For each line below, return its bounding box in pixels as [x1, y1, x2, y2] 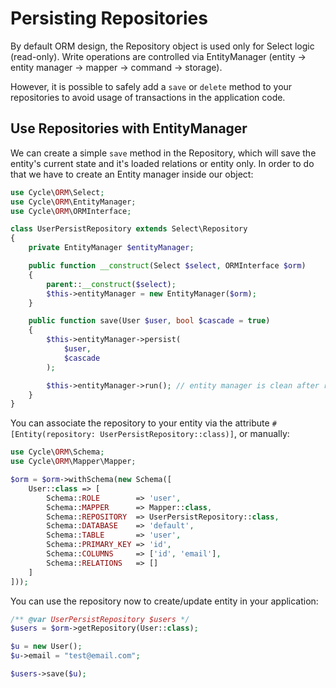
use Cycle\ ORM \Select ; [10, 187, 105, 197]
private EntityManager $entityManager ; [28, 243, 195, 253]
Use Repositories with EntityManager [10, 120, 248, 137]
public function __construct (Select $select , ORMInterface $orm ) [28, 261, 307, 271]
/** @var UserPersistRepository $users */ [10, 614, 190, 624]
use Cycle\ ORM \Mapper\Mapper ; [10, 457, 137, 467]
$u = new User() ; [10, 642, 83, 652]
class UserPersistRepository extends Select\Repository [10, 224, 248, 234]
